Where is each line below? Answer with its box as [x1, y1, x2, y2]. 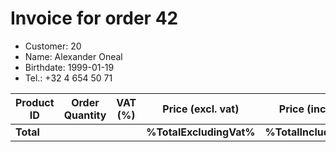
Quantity [63, 108, 107, 122]
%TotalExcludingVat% [146, 125, 256, 139]
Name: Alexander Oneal [24, 50, 123, 62]
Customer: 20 [24, 40, 82, 52]
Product [15, 95, 55, 109]
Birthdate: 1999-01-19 [24, 61, 115, 73]
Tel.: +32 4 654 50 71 [24, 72, 113, 84]
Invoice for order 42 [10, 7, 179, 30]
